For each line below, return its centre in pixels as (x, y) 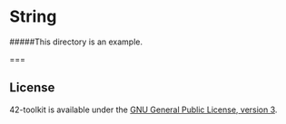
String (33, 17)
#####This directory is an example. (76, 42)
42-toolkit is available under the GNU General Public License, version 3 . (143, 110)
